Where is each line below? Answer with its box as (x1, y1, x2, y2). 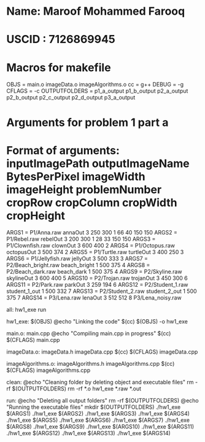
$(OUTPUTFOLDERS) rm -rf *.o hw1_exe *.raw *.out (12, 385, 142, 392)
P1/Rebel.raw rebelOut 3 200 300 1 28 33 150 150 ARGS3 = (6, 235, 156, 243)
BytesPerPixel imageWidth (6, 169, 145, 184)
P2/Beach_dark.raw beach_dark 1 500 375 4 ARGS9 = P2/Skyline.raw (6, 268, 182, 276)
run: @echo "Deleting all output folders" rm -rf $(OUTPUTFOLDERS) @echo (6, 397, 199, 405)
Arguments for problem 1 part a (6, 115, 169, 130)
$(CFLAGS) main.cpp (6, 336, 60, 344)
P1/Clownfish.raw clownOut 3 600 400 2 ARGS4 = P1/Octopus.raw (6, 242, 176, 249)
